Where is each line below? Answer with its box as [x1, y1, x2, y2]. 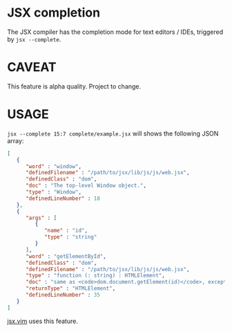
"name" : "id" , [43, 227, 88, 234]
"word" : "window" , [25, 163, 81, 170]
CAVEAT [7, 59, 57, 75]
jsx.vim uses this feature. [7, 317, 78, 325]
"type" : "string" [43, 234, 97, 241]
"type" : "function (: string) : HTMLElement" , [25, 272, 166, 279]
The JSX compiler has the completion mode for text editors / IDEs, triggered [7, 28, 223, 36]
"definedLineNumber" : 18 [25, 195, 100, 202]
